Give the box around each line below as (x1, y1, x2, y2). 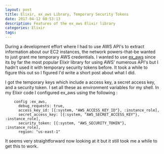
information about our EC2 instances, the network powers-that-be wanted (5, 49, 156, 55)
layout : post (5, 7, 32, 12)
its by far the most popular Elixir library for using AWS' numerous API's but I (5, 60, 159, 65)
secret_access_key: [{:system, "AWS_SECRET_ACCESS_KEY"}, (18, 112, 140, 117)
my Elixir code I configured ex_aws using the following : (5, 90, 118, 95)
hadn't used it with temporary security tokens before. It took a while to (5, 64, 148, 70)
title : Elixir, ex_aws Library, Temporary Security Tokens (5, 12, 129, 17)
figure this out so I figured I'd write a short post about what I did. (5, 70, 136, 75)
